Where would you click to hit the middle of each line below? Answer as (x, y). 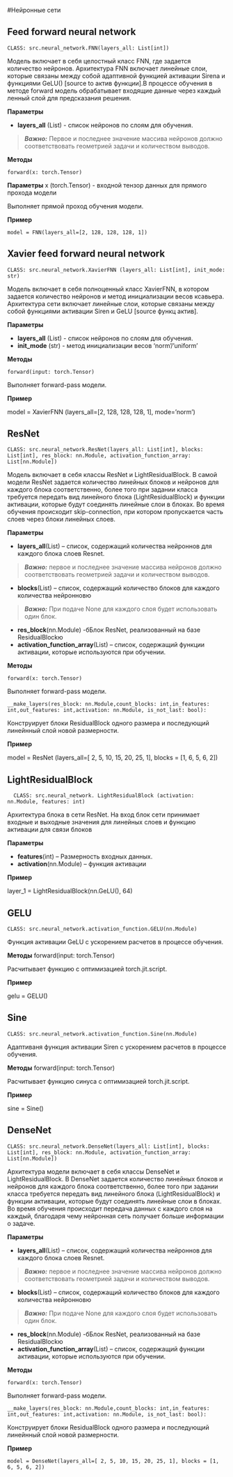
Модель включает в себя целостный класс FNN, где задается (99, 61)
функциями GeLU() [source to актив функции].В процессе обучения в (110, 83)
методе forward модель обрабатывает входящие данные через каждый (114, 91)
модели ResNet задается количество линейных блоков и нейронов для (113, 482)
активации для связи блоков (50, 830)
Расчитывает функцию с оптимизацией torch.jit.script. (87, 969)
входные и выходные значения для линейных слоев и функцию (102, 822)
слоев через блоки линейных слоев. (62, 520)
